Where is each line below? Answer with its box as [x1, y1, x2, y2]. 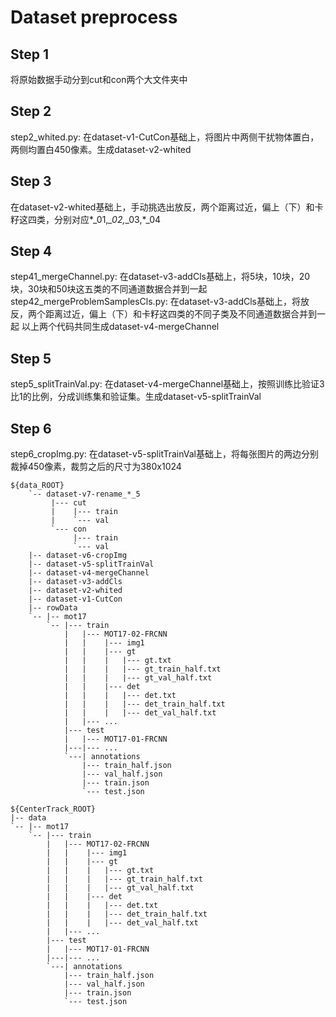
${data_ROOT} [10, 481, 65, 491]
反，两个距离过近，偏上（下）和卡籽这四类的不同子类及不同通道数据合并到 [10, 308, 317, 320]
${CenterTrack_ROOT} [10, 804, 97, 815]
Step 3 [10, 173, 52, 190]
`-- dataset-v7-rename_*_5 [28, 489, 141, 500]
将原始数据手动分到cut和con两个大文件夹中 [10, 74, 188, 85]
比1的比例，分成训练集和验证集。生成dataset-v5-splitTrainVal [10, 391, 262, 403]
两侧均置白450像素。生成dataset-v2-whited [10, 143, 192, 155]
